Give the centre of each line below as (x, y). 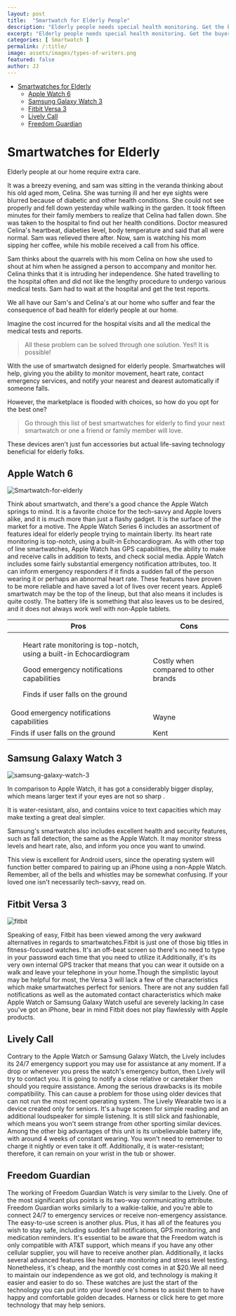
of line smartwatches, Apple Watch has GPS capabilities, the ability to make (117, 549)
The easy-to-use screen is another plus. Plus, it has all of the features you (114, 1222)
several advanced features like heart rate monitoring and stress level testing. (118, 1260)
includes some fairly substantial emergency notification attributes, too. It (112, 564)
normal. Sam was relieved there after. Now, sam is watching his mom (107, 237)
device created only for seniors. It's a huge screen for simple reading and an (118, 1108)
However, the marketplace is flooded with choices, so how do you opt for (113, 401)
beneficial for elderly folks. (46, 451)
